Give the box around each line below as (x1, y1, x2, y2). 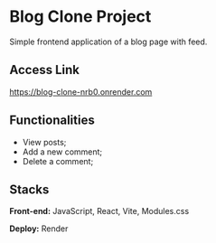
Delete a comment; (22, 155, 94, 166)
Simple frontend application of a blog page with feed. (9, 36, 208, 47)
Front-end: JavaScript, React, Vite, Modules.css (9, 206, 190, 217)
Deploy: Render (9, 223, 69, 234)
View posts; (22, 136, 67, 147)
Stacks (9, 182, 50, 197)
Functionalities (9, 113, 95, 128)
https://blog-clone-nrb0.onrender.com (9, 86, 153, 97)
